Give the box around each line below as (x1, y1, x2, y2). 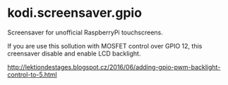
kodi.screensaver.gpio (7, 5, 143, 21)
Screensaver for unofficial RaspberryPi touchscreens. (7, 28, 164, 37)
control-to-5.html (7, 70, 58, 79)
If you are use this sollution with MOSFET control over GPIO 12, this (7, 41, 203, 50)
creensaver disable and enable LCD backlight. (7, 49, 141, 58)
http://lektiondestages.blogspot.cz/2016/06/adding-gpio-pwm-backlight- (7, 63, 221, 71)
